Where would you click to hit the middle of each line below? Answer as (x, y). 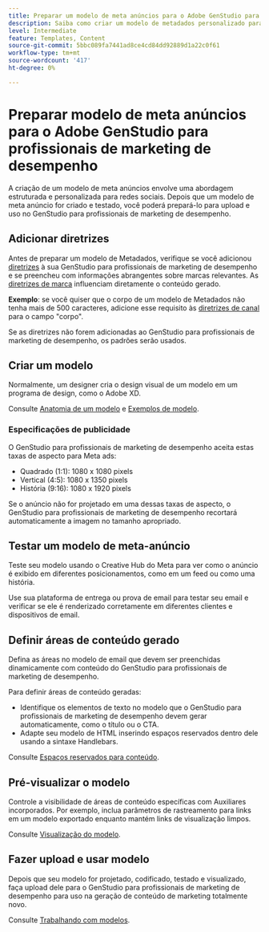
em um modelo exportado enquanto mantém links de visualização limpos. (130, 819)
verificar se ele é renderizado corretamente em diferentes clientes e (120, 606)
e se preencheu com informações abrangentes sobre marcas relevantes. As (133, 275)
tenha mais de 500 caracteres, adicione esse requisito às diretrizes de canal (134, 308)
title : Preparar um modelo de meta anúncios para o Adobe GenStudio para (134, 16)
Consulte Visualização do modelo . (65, 834)
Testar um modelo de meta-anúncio (99, 546)
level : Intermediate (43, 30)
